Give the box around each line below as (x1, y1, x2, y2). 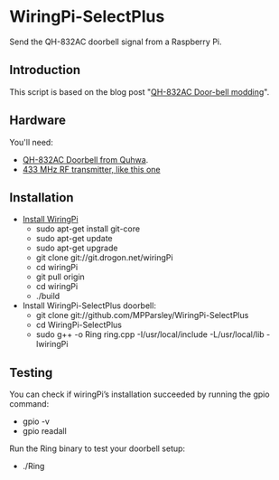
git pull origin (35, 271, 86, 282)
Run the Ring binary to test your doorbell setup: (9, 443, 186, 454)
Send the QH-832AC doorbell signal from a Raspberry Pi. (9, 36, 223, 47)
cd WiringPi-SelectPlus (35, 319, 122, 331)
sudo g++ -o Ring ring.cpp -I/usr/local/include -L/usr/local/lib (35, 329, 265, 340)
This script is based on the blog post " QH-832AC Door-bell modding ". (9, 86, 270, 97)
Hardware (9, 113, 66, 128)
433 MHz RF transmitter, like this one (22, 164, 161, 174)
